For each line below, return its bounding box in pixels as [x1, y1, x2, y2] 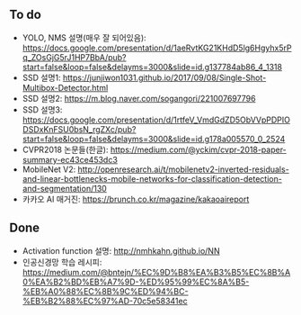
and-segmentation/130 [22, 183, 108, 193]
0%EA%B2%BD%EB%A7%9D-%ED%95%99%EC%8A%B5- [22, 276, 250, 287]
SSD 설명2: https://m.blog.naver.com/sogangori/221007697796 [22, 93, 256, 103]
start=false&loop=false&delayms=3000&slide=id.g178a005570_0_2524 [22, 133, 286, 144]
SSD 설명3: [22, 103, 63, 115]
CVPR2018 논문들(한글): [22, 144, 109, 155]
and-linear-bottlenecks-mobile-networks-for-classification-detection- [22, 173, 283, 184]
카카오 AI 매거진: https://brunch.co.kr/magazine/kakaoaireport [22, 193, 250, 204]
